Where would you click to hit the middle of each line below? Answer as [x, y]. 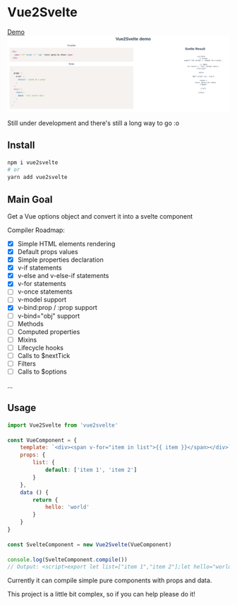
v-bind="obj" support [49, 316]
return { [45, 500]
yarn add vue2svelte [38, 178]
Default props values [48, 252]
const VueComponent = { [42, 440]
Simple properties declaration [60, 260]
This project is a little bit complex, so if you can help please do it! [102, 594]
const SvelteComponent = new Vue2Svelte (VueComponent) [90, 544]
